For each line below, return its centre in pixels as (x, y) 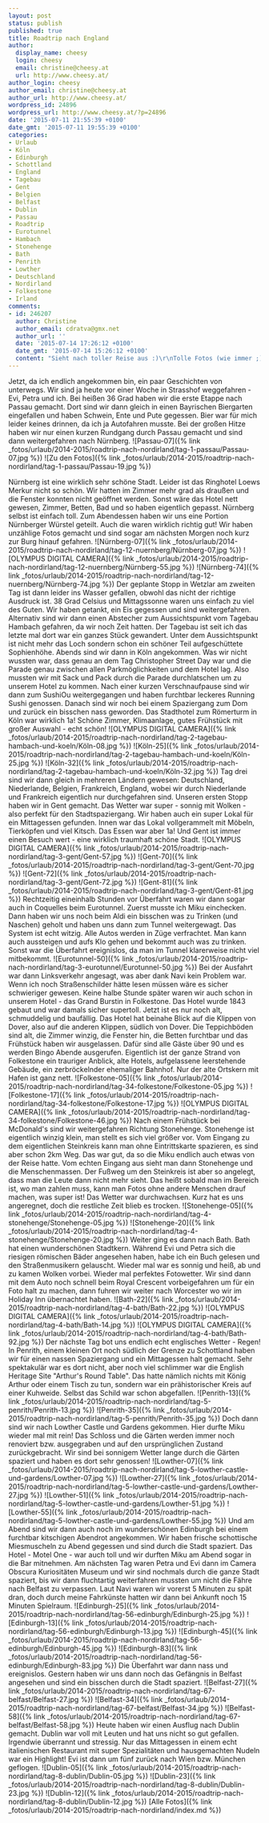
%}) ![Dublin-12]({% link (70, 1793)
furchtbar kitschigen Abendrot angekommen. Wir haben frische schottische (133, 1537)
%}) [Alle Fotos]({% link (173, 1801)
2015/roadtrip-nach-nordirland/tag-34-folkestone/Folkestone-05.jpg (121, 1086)
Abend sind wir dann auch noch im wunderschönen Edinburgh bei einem (128, 1529)
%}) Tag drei (227, 771)
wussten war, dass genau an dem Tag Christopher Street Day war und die (130, 660)
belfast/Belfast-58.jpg (44, 1724)
